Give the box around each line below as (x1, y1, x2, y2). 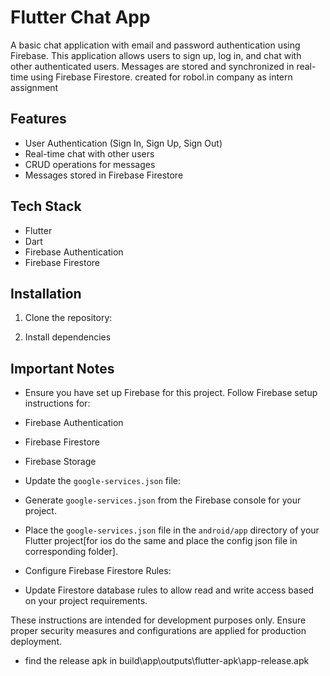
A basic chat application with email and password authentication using (10, 39, 301, 51)
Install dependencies (24, 331, 112, 343)
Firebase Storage (24, 456, 97, 468)
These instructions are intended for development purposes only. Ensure (10, 614, 307, 626)
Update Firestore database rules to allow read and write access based (24, 584, 314, 596)
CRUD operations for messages (24, 158, 156, 170)
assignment (10, 81, 59, 93)
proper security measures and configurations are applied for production (10, 625, 307, 637)
